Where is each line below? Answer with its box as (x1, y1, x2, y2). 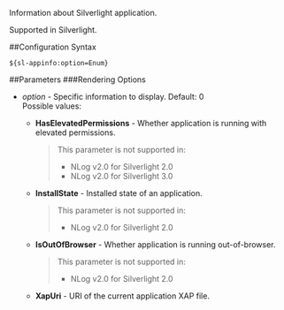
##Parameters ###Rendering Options (9, 74, 146, 85)
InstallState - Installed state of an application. (35, 188, 203, 198)
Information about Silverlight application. (9, 8, 157, 18)
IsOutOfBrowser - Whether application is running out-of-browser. (35, 239, 276, 250)
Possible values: (21, 101, 82, 111)
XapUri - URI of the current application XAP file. (35, 291, 211, 301)
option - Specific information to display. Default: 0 (21, 92, 204, 102)
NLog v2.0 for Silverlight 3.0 (70, 171, 173, 181)
